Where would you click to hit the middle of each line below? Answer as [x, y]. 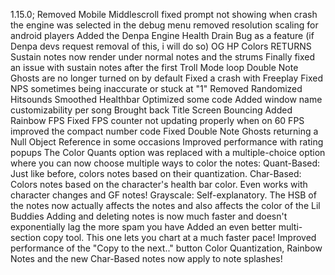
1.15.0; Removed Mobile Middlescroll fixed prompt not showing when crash [164, 14]
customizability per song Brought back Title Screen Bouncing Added [151, 110]
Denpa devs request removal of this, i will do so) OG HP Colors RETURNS [161, 46]
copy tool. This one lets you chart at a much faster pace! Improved [180, 237]
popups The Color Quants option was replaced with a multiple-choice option [168, 152]
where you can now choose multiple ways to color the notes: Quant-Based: [165, 163]
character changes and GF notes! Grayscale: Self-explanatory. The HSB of [163, 195]
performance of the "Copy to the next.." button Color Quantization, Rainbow [166, 248]
